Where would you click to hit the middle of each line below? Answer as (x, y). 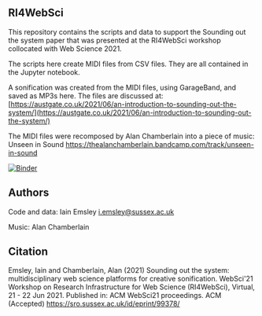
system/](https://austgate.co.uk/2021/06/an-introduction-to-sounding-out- (130, 112)
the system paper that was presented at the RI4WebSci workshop (115, 40)
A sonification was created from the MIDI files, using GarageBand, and (122, 87)
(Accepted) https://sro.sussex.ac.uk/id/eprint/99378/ (94, 304)
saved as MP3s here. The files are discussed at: (86, 96)
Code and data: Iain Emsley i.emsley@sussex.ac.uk (91, 211)
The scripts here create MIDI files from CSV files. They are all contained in (128, 64)
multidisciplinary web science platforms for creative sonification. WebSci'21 (131, 279)
